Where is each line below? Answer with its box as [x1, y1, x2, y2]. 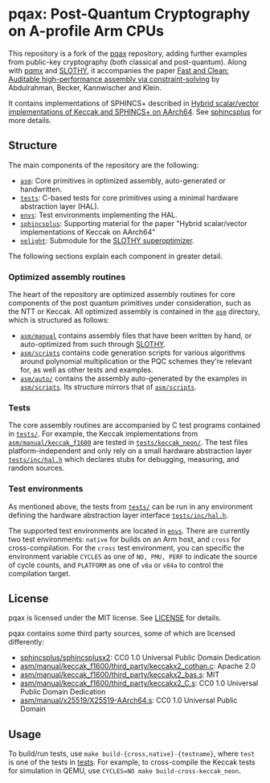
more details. [8, 115, 52, 125]
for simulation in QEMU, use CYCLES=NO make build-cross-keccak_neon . [8, 766, 241, 776]
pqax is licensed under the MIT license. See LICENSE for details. [8, 613, 222, 623]
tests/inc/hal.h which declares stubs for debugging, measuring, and [8, 455, 239, 464]
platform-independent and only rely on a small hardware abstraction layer [8, 446, 252, 455]
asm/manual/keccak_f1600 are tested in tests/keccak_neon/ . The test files [8, 438, 248, 447]
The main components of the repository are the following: [8, 160, 199, 170]
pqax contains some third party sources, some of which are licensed [8, 628, 235, 638]
